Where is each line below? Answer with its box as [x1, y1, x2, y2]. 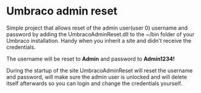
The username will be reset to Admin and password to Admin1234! [6, 55, 175, 62]
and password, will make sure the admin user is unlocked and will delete [6, 73, 187, 80]
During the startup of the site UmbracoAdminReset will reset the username [6, 66, 193, 74]
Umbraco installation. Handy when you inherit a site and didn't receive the [6, 37, 191, 44]
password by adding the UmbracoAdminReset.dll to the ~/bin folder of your [6, 30, 195, 37]
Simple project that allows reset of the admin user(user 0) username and [6, 24, 188, 31]
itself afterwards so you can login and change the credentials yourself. [6, 80, 183, 87]
